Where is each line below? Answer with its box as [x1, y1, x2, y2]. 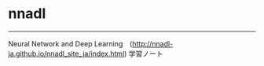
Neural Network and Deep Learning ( [8, 38, 133, 48]
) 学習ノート [124, 49, 163, 58]
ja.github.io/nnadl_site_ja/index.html [8, 49, 125, 58]
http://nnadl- [132, 38, 174, 48]
